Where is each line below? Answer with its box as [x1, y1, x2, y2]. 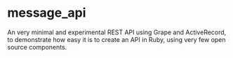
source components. [7, 43, 67, 51]
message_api [7, 5, 86, 21]
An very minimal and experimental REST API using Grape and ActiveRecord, [7, 28, 227, 36]
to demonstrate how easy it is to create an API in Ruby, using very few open [7, 35, 226, 43]
